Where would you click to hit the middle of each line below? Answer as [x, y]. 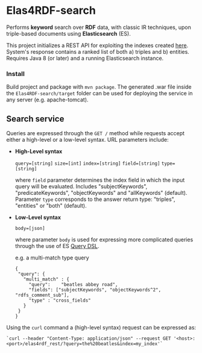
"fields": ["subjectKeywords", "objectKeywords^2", [95, 290]
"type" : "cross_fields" [60, 301]
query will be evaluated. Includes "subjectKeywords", [81, 186]
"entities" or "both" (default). [51, 206]
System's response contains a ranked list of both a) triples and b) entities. [98, 51]
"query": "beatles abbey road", [73, 285]
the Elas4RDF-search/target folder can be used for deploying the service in [99, 94]
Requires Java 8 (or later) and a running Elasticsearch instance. [85, 58]
